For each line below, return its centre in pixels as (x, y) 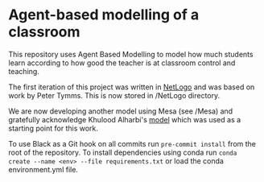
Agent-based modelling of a (104, 15)
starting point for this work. (54, 128)
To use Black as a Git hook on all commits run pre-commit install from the (132, 143)
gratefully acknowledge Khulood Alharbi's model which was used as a (125, 119)
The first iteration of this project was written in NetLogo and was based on (132, 87)
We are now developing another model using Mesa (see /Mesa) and (121, 111)
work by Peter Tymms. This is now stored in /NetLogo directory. (114, 95)
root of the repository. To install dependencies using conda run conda (123, 152)
